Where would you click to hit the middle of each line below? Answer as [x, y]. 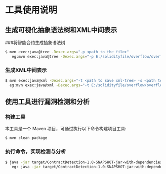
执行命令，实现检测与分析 [36, 152]
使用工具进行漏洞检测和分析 [47, 102]
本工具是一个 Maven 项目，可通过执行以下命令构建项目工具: [66, 129]
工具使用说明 [31, 10]
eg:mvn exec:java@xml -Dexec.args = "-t [50, 85]
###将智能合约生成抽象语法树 [35, 43]
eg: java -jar [26, 167]
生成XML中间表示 [26, 70]
